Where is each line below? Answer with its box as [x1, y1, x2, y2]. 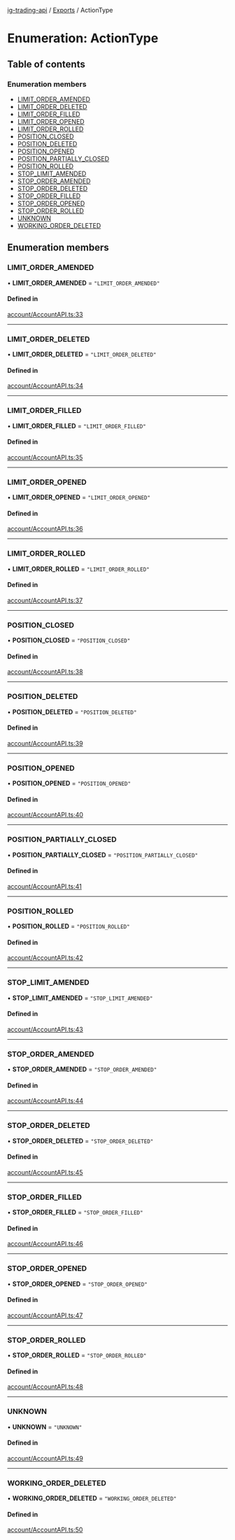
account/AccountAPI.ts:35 [7, 453, 83, 461]
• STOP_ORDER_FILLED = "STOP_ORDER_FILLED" [7, 1208, 143, 1217]
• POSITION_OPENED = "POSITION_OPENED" [7, 779, 131, 788]
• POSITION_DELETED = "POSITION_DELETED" [7, 707, 137, 716]
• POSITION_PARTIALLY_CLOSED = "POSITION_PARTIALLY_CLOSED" [7, 850, 199, 859]
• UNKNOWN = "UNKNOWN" [7, 1422, 83, 1431]
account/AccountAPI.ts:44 [7, 1096, 84, 1105]
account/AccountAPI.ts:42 [7, 954, 84, 962]
